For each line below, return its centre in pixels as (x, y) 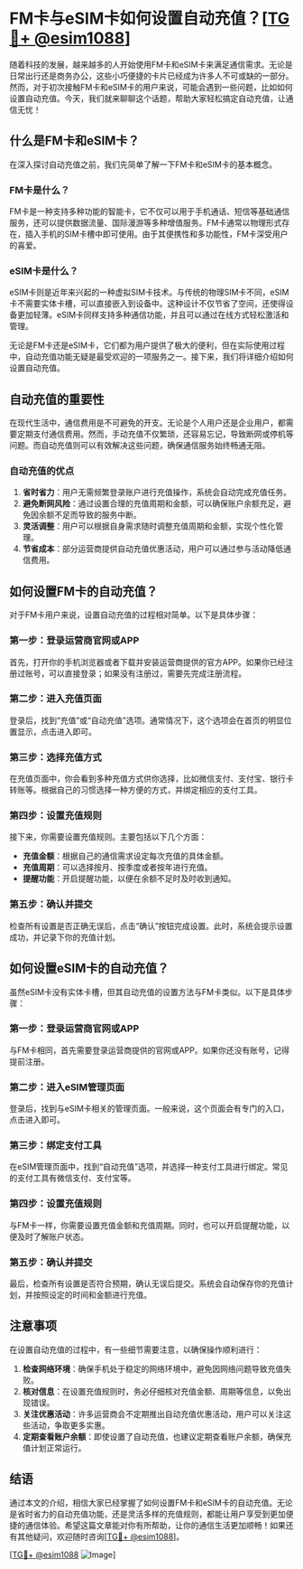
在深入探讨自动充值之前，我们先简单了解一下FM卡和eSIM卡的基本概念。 (143, 164)
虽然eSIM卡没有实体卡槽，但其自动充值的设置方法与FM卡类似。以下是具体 (147, 991)
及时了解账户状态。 (52, 1236)
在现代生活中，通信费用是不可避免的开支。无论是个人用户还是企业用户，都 (147, 423)
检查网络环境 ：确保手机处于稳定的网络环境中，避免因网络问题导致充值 (153, 1368)
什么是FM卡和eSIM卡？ (74, 141)
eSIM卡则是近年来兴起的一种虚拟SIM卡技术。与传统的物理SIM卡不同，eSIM (149, 292)
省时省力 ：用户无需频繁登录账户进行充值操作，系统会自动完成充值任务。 (156, 493)
